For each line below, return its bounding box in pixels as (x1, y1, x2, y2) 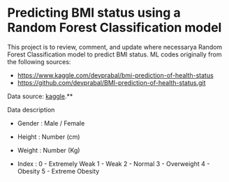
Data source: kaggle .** (7, 92, 73, 100)
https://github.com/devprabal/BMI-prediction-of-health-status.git (17, 78, 206, 86)
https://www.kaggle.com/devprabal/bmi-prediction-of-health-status (17, 71, 214, 79)
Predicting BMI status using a (7, 5, 181, 21)
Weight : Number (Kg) (17, 146, 80, 154)
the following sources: (7, 57, 71, 66)
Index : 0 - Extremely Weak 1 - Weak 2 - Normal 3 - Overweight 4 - (17, 159, 210, 168)
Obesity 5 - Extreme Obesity (17, 167, 100, 175)
